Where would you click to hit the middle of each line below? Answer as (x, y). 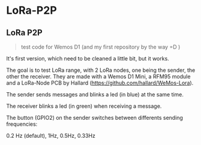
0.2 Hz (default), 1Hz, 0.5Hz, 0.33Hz (51, 136)
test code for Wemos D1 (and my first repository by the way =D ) (100, 47)
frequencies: (22, 124)
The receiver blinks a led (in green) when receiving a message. (84, 106)
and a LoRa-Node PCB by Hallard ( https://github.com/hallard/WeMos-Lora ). (100, 83)
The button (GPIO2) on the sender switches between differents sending (94, 118)
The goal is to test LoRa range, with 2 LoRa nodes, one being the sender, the (101, 70)
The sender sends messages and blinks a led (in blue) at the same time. (95, 94)
